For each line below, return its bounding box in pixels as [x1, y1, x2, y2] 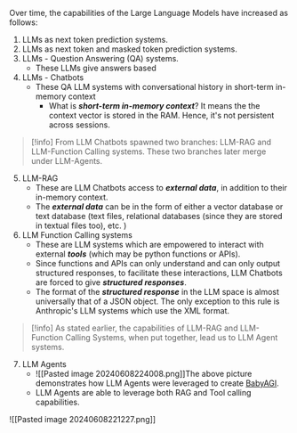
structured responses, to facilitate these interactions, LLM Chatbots [35, 267, 283, 278]
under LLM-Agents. [30, 156, 103, 166]
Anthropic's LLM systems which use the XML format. [35, 306, 229, 315]
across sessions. [48, 119, 111, 130]
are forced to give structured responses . [35, 277, 187, 288]
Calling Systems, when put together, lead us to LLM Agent [65, 332, 278, 342]
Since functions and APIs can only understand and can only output [35, 258, 281, 268]
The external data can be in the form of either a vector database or [35, 201, 284, 212]
